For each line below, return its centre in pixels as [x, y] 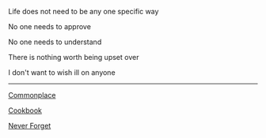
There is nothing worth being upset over [74, 57]
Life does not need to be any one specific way [84, 11]
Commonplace [32, 95]
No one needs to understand [55, 42]
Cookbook [25, 110]
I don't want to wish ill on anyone [62, 73]
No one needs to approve [49, 26]
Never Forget [30, 126]
